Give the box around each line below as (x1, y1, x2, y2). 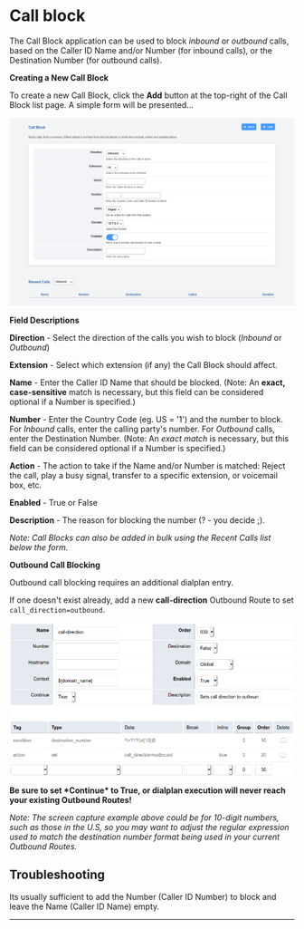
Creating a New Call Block (9, 72, 109, 82)
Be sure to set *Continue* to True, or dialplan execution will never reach (9, 785, 287, 796)
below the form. (9, 542, 69, 553)
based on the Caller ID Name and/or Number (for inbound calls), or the (9, 44, 273, 55)
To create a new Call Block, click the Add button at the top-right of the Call (9, 90, 288, 101)
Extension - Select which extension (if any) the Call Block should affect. (9, 360, 278, 371)
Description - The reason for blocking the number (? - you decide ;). (9, 515, 265, 526)
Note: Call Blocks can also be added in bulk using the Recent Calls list (9, 532, 271, 544)
